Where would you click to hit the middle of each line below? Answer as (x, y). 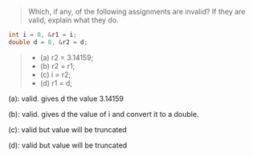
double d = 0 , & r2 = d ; (48, 42)
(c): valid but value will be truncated (67, 129)
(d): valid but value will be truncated (68, 145)
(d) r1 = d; (56, 83)
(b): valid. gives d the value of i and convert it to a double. (104, 114)
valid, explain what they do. (73, 20)
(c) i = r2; (55, 74)
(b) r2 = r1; (57, 66)
